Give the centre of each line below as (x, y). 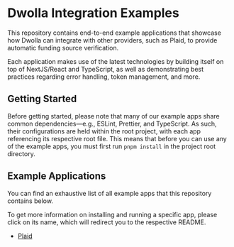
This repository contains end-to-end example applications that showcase (115, 33)
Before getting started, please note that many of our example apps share (113, 116)
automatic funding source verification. (63, 48)
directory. (21, 153)
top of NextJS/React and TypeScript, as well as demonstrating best (106, 69)
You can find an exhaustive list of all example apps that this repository (110, 193)
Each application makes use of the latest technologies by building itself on (116, 61)
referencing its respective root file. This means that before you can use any (117, 138)
